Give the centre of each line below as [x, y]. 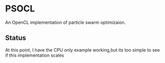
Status [16, 38]
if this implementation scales [34, 55]
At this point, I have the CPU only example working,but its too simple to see [82, 50]
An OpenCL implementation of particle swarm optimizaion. [65, 22]
